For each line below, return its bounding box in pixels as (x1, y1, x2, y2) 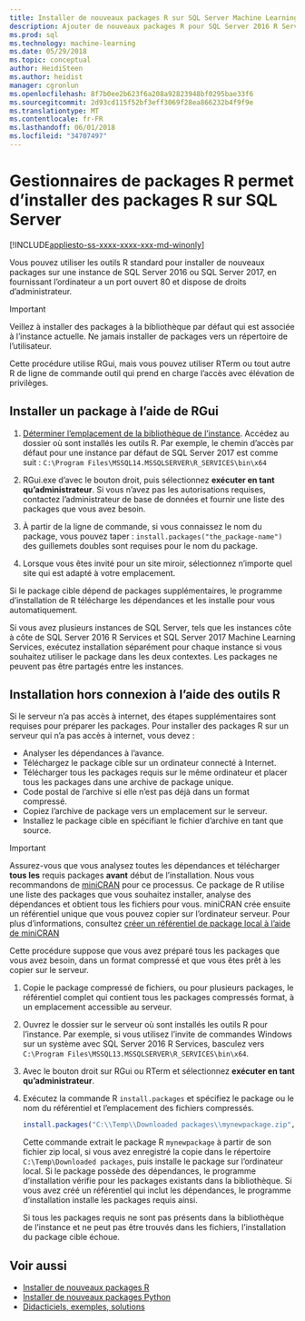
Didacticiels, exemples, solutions (22, 1301, 145, 1313)
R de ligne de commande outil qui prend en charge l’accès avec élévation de (9, 367, 295, 378)
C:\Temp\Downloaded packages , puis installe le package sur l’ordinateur (22, 1156, 284, 1167)
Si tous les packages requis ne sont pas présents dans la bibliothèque (22, 1212, 284, 1223)
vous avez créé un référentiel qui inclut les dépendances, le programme (22, 1185, 291, 1196)
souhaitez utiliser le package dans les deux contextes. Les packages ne (9, 651, 279, 661)
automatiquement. (9, 604, 78, 615)
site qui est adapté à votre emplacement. (22, 567, 176, 578)
